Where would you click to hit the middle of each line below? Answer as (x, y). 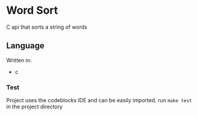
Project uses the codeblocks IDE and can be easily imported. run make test (99, 100)
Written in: (19, 60)
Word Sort (32, 10)
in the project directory (34, 107)
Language (25, 46)
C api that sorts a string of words (47, 27)
